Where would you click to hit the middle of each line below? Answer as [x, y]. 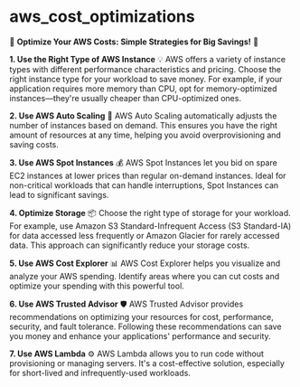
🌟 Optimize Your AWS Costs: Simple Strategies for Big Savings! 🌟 [134, 42]
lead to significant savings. [59, 194]
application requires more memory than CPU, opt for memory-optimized [143, 89]
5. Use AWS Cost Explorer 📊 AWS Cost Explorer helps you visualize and [145, 263]
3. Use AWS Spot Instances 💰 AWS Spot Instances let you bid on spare [143, 162]
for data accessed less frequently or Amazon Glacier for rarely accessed [145, 235]
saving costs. [34, 144]
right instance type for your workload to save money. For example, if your [146, 79]
